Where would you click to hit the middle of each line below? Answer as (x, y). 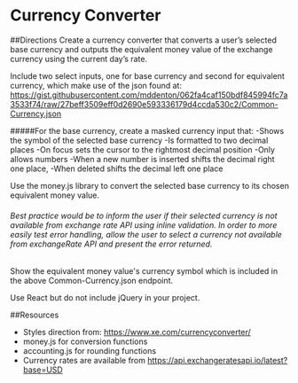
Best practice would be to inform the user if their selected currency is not (144, 215)
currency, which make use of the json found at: (96, 85)
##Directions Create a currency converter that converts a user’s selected (144, 40)
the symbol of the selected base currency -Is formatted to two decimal (139, 140)
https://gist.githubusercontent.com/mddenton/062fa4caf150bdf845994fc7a (149, 95)
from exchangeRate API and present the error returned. (111, 244)
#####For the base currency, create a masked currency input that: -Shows (147, 130)
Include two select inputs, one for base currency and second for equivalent (147, 75)
